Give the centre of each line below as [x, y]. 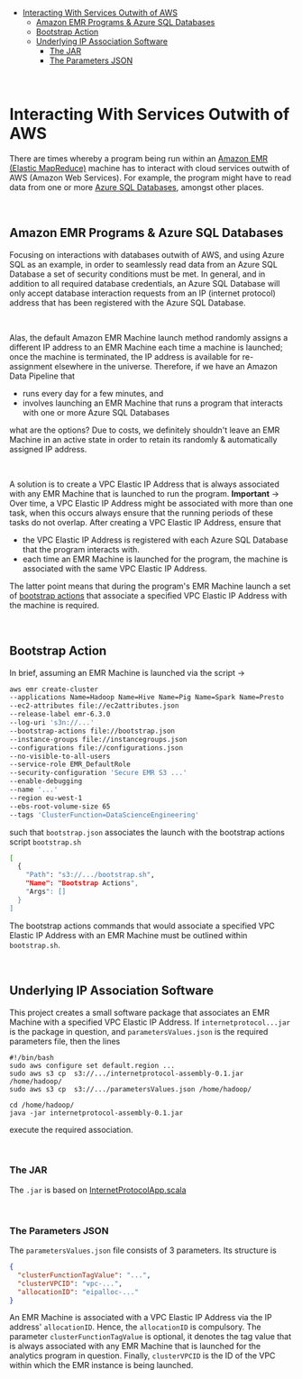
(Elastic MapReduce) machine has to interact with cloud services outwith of [150, 168]
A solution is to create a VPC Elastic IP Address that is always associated [144, 484]
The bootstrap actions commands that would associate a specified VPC [142, 926]
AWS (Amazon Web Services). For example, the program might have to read [150, 178]
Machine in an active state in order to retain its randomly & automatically [143, 439]
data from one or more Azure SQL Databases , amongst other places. [137, 187]
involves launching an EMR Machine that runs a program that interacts [153, 403]
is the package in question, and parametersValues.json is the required [139, 1031]
